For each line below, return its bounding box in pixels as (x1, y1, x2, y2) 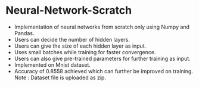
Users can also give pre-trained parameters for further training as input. (14, 55, 191, 62)
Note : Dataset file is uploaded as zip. (14, 74, 107, 81)
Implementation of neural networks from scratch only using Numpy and (14, 23, 190, 30)
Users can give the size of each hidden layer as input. (14, 42, 147, 49)
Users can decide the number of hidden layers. (14, 36, 130, 43)
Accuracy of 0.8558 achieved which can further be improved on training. (14, 67, 193, 74)
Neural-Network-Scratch (5, 4, 132, 17)
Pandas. (14, 29, 35, 36)
